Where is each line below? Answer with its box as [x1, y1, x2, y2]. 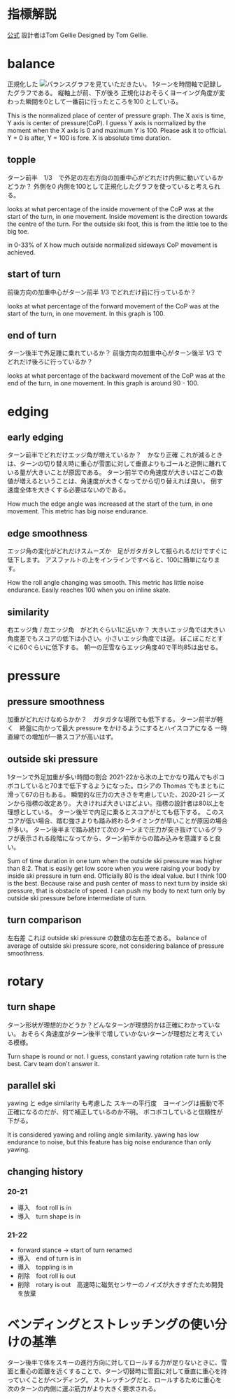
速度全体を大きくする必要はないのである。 [7, 485, 130, 494]
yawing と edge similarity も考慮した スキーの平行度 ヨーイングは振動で [7, 1099, 218, 1107]
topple [7, 154, 36, 166]
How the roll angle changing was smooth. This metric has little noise [7, 578, 204, 587]
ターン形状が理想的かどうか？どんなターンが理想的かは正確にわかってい [7, 1021, 215, 1029]
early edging [7, 431, 64, 443]
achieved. [7, 248, 36, 256]
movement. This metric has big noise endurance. [7, 507, 148, 516]
